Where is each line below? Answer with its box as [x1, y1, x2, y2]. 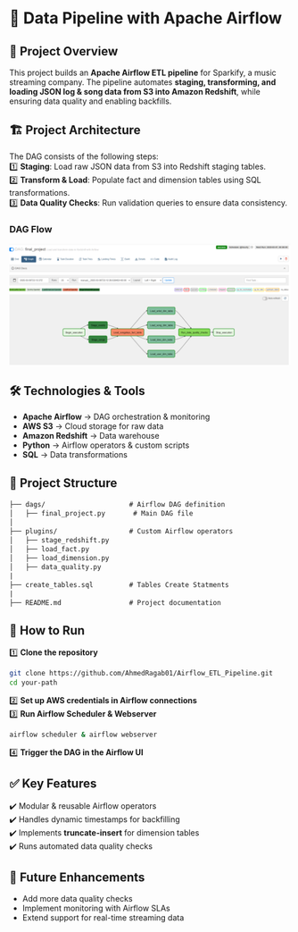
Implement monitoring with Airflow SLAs [21, 903, 171, 914]
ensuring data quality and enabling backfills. [9, 96, 172, 106]
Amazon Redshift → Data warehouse [21, 431, 160, 441]
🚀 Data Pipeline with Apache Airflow [9, 8, 283, 29]
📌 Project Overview [9, 44, 119, 59]
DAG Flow [9, 223, 53, 235]
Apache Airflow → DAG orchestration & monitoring [21, 411, 211, 423]
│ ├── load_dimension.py [9, 554, 110, 563]
